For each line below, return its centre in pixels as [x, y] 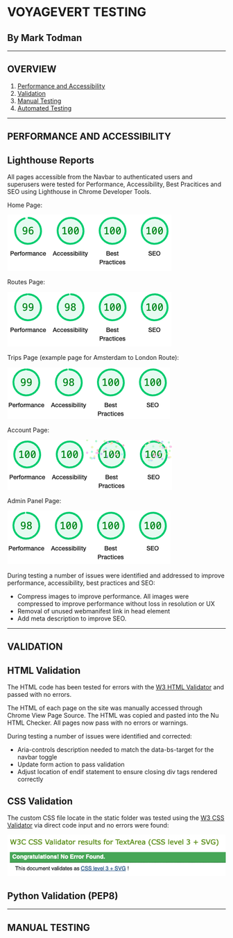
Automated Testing [44, 108]
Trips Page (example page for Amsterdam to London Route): [93, 358]
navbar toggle [37, 757]
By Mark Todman [45, 38]
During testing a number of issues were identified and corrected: [100, 737]
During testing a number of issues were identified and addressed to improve [116, 576]
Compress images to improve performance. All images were [103, 596]
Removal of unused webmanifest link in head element [94, 611]
